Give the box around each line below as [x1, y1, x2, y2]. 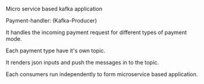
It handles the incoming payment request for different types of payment [6, 29, 187, 36]
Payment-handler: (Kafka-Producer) [6, 17, 97, 24]
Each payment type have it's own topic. [6, 47, 106, 54]
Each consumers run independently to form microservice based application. [6, 71, 198, 78]
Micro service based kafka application [6, 5, 103, 12]
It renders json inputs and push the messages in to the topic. [6, 59, 159, 66]
